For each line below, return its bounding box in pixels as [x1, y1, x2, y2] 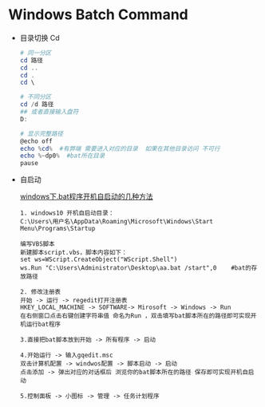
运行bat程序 [26, 321, 61, 329]
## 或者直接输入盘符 [19, 108, 79, 117]
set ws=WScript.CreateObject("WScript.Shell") [19, 255, 178, 264]
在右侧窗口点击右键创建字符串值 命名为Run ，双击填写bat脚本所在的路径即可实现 [19, 312, 251, 320]
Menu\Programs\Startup [19, 225, 96, 233]
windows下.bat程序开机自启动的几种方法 [19, 192, 153, 201]
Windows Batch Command [8, 6, 189, 24]
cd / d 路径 [19, 101, 54, 109]
